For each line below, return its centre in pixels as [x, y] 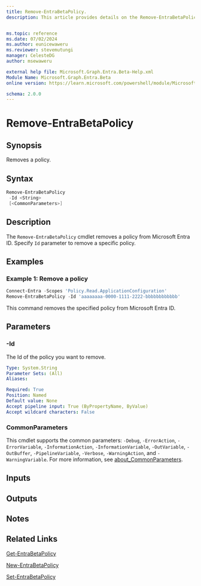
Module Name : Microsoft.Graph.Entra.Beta [59, 77]
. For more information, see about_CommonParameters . [115, 459]
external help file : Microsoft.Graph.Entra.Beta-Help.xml [80, 72]
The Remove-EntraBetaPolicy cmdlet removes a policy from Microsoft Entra [98, 236]
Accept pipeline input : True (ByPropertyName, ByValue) [77, 406]
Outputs [22, 498]
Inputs [19, 478]
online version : [26, 83]
